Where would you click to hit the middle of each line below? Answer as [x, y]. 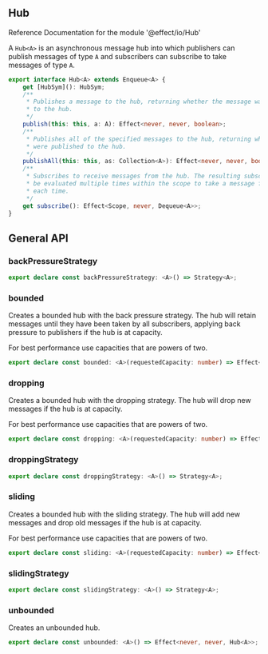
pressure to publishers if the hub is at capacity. [86, 333]
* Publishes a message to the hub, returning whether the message [138, 102]
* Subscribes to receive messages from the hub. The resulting [133, 176]
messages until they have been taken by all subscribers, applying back [124, 324]
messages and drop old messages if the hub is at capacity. [105, 522]
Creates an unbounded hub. [54, 628]
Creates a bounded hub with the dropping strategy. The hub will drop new [130, 401]
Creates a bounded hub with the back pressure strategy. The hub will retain [132, 316]
